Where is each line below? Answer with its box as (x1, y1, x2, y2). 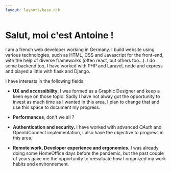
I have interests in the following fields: (5, 78, 85, 84)
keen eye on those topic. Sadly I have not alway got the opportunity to (12, 93, 160, 100)
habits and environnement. (12, 161, 69, 167)
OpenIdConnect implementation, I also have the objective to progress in (12, 129, 164, 135)
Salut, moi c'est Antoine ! (5, 29, 114, 41)
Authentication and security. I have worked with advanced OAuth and (12, 124, 162, 130)
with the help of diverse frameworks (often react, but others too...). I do (5, 57, 155, 63)
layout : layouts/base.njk (5, 7, 60, 13)
